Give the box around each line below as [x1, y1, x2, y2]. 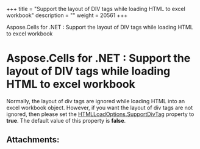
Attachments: [6, 134, 60, 145]
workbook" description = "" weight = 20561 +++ [6, 12, 128, 19]
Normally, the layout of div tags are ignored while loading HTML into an [6, 97, 185, 104]
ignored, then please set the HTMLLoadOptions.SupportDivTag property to [6, 110, 195, 118]
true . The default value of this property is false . [6, 117, 126, 124]
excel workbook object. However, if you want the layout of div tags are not [6, 104, 193, 111]
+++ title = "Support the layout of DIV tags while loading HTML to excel [6, 5, 186, 12]
